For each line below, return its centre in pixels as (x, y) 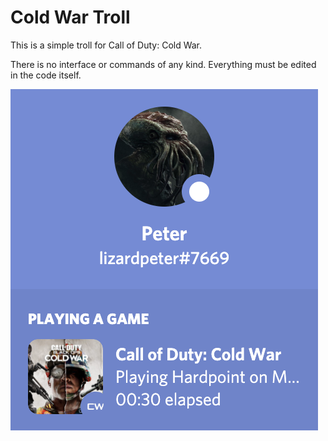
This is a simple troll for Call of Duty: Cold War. (106, 45)
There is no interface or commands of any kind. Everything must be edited (163, 64)
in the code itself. (46, 75)
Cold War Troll (70, 17)
